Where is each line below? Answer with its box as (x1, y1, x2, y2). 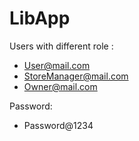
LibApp (9, 7, 71, 30)
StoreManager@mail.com (23, 70, 129, 82)
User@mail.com (23, 59, 91, 71)
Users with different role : (9, 40, 114, 52)
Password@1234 (23, 119, 94, 131)
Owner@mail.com (23, 80, 98, 92)
